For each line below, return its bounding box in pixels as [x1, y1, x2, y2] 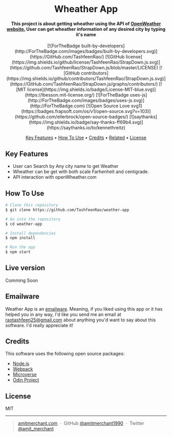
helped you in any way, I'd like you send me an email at [5, 311, 121, 317]
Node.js [12, 360, 30, 367]
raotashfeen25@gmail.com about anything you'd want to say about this [5, 316, 156, 323]
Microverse [12, 371, 37, 377]
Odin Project [12, 377, 39, 383]
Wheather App [54, 3, 118, 15]
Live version [5, 263, 45, 272]
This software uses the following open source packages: [5, 351, 125, 357]
